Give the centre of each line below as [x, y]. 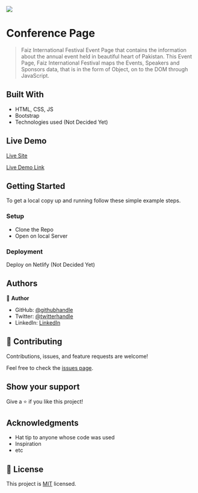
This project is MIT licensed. [41, 484]
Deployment [25, 252]
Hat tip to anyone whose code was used [65, 437]
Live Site [17, 155]
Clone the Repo [34, 229]
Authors [22, 284]
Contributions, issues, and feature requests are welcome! [77, 356]
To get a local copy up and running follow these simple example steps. [94, 201]
